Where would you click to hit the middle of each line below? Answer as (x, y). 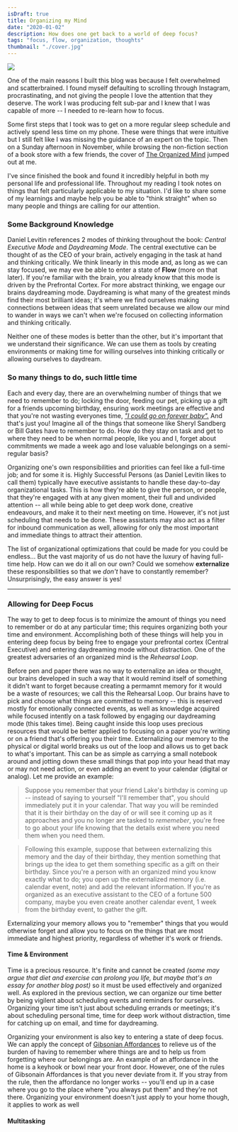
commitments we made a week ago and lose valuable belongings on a (110, 446)
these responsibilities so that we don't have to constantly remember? (108, 571)
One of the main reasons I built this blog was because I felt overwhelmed (114, 80)
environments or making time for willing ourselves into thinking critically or (116, 351)
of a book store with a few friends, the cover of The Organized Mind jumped (118, 154)
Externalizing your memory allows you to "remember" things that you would (118, 923)
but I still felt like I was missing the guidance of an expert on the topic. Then (118, 139)
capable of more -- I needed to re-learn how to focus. (86, 110)
